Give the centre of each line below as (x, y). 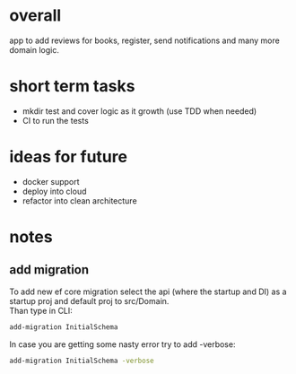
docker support (51, 181)
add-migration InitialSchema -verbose (82, 361)
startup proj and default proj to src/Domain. (89, 300)
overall (35, 16)
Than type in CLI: (41, 310)
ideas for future (69, 157)
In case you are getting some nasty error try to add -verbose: (122, 344)
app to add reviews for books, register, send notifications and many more (144, 40)
